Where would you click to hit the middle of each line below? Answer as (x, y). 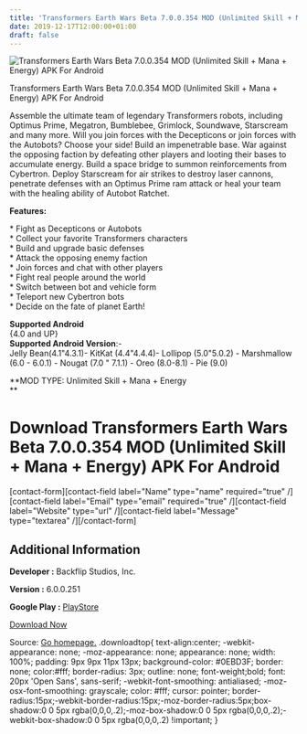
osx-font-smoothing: (48, 691)
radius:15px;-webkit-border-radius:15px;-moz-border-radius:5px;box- (141, 701)
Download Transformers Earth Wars (148, 427)
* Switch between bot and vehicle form (83, 287)
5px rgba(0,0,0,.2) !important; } (160, 720)
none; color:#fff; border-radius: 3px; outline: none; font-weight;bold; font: (148, 672)
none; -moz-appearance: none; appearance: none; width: (167, 652)
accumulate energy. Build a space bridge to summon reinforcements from (148, 165)
